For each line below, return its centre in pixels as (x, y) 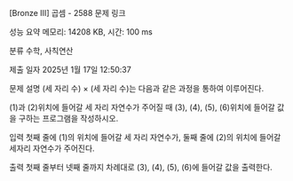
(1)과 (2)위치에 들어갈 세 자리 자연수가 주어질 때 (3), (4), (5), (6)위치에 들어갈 (142, 107)
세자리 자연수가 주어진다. (52, 148)
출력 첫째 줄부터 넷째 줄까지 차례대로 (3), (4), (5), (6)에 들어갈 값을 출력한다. (141, 167)
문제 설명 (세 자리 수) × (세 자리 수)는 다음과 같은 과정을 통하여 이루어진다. (137, 88)
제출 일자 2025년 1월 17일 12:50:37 (70, 70)
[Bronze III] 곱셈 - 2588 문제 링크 (67, 13)
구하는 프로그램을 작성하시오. (68, 118)
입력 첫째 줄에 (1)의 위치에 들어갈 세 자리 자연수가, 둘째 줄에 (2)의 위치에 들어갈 (145, 137)
